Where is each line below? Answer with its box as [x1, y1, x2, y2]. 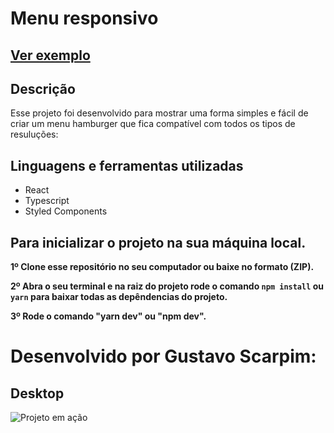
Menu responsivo [10, 7, 159, 30]
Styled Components [24, 205, 108, 217]
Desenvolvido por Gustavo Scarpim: [10, 345, 317, 368]
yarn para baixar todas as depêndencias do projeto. [10, 291, 228, 303]
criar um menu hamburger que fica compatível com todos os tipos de [10, 118, 296, 130]
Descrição [10, 80, 76, 97]
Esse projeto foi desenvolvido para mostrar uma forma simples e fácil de [10, 107, 309, 119]
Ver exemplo [10, 47, 91, 64]
